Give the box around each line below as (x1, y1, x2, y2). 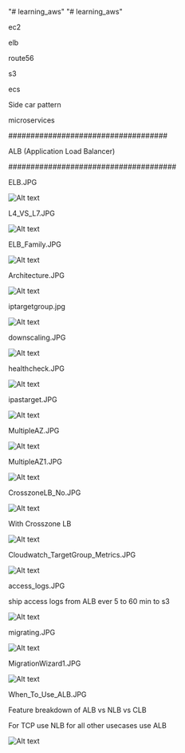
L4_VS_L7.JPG (8, 208, 56, 218)
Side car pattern (8, 100, 61, 109)
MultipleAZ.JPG (8, 426, 60, 435)
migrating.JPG (8, 628, 56, 637)
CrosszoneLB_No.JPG (8, 488, 81, 497)
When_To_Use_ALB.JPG (8, 690, 87, 699)
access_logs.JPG (8, 581, 65, 590)
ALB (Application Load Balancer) (8, 147, 116, 155)
